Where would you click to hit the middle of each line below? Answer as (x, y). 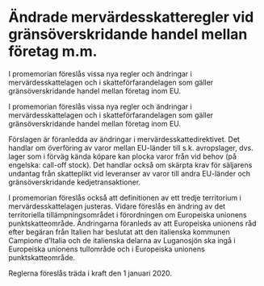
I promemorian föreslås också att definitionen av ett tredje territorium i (125, 197)
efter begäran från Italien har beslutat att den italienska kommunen (119, 232)
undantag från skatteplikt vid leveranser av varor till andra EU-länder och (130, 173)
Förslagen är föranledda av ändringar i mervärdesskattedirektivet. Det (124, 139)
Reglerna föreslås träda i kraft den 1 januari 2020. (90, 273)
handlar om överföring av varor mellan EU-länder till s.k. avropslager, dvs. (131, 147)
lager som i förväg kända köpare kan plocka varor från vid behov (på (122, 156)
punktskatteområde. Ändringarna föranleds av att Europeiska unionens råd (132, 223)
